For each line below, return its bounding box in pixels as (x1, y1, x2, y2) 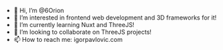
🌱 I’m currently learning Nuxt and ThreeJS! (13, 21, 135, 28)
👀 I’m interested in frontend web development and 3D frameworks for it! (13, 14, 218, 22)
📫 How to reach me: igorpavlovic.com (13, 36, 123, 43)
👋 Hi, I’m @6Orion (13, 7, 64, 14)
